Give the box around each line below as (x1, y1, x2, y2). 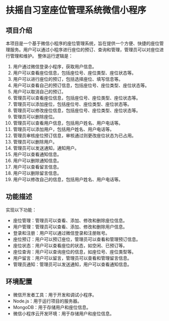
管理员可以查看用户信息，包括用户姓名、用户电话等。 (13, 120, 123, 126)
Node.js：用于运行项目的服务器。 (13, 298, 82, 304)
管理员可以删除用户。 (13, 139, 57, 144)
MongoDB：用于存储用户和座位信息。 (13, 304, 91, 310)
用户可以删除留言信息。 (13, 170, 62, 176)
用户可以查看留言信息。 (13, 164, 62, 170)
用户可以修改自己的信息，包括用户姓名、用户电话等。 (13, 177, 123, 182)
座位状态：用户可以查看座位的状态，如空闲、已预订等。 (13, 242, 127, 248)
